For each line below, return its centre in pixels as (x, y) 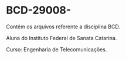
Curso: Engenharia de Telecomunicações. (57, 49)
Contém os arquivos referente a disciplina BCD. (63, 27)
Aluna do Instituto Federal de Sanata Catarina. (62, 38)
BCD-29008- (39, 10)
